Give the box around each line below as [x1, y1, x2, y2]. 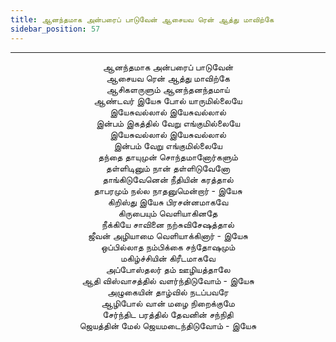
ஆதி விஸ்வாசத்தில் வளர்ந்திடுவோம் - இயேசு [81, 274, 255, 286]
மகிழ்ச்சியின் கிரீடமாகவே [120, 252, 216, 264]
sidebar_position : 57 [10, 24, 101, 34]
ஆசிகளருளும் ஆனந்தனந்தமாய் [106, 83, 230, 95]
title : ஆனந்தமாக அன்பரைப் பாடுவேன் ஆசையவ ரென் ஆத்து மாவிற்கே [10, 14, 275, 25]
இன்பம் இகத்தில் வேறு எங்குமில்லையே [95, 117, 241, 129]
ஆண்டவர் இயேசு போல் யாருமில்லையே [93, 94, 243, 106]
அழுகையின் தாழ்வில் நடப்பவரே [107, 286, 229, 298]
